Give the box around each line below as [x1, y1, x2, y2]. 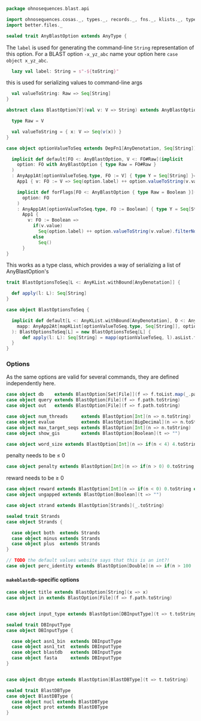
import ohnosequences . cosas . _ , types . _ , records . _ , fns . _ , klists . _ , [6, 16, 184, 22]
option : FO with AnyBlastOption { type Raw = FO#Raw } [17, 162, 157, 168]
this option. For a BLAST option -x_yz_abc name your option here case [6, 50, 178, 57]
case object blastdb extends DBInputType [11, 650, 121, 656]
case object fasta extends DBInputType [11, 655, 121, 661]
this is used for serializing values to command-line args [6, 79, 142, 87]
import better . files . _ [6, 22, 63, 28]
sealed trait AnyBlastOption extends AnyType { [6, 33, 127, 39]
